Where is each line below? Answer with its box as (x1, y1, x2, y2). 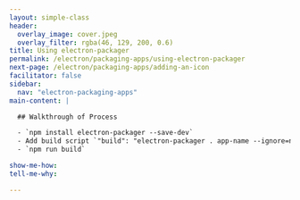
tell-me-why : (9, 169, 58, 179)
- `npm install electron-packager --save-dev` (17, 129, 194, 137)
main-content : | (9, 96, 70, 105)
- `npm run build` (17, 145, 87, 154)
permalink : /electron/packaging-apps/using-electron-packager (9, 54, 246, 63)
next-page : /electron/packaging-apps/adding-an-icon (9, 63, 210, 72)
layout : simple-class (9, 12, 90, 22)
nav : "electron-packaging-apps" (17, 87, 138, 96)
